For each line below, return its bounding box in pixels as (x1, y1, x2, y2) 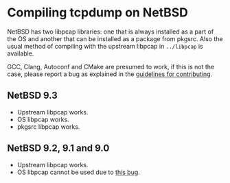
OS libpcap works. (16, 115, 70, 123)
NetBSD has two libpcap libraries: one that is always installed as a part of (7, 27, 214, 36)
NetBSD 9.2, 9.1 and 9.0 (7, 143, 110, 154)
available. (7, 49, 34, 58)
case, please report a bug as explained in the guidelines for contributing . (7, 70, 213, 78)
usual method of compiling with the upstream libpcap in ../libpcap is (7, 42, 204, 50)
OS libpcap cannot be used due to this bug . (16, 168, 141, 176)
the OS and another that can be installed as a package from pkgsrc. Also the (7, 34, 223, 42)
